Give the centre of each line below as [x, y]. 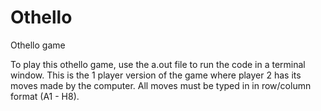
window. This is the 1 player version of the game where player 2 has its [156, 75]
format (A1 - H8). [45, 96]
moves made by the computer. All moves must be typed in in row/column [161, 85]
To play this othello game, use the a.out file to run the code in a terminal [158, 64]
